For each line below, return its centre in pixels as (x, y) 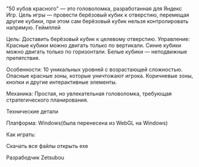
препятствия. (23, 58)
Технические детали (32, 111)
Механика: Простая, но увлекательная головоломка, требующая (89, 94)
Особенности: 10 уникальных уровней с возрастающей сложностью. (94, 70)
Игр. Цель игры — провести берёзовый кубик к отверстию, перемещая (98, 15)
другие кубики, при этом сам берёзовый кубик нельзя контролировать (97, 21)
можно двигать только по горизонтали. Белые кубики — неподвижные (97, 52)
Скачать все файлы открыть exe (47, 146)
